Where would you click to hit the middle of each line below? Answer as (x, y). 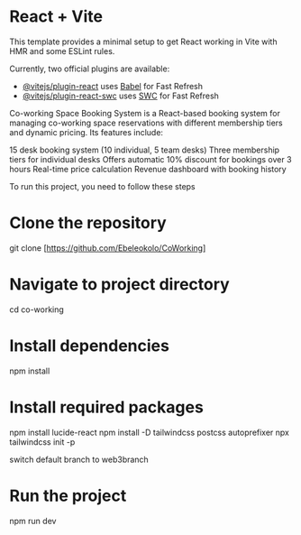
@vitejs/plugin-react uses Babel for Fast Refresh (113, 86)
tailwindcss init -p (42, 442)
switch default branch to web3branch (79, 459)
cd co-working (37, 309)
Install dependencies (89, 346)
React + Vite (56, 17)
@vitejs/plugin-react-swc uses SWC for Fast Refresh (120, 96)
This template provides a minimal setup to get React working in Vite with (143, 42)
